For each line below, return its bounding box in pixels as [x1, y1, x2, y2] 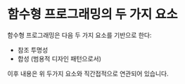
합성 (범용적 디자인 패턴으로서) [17, 54, 102, 63]
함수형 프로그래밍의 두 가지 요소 [7, 6, 178, 22]
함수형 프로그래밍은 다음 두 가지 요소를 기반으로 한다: [7, 31, 152, 39]
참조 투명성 [17, 45, 49, 54]
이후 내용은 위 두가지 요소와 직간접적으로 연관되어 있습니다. [7, 69, 169, 78]
